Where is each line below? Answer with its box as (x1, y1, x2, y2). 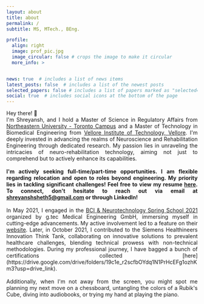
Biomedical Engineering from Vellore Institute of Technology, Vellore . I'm (6, 129, 199, 136)
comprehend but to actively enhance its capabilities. (6, 155, 137, 162)
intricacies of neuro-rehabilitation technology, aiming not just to (6, 149, 198, 156)
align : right (12, 43, 45, 49)
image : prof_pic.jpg (12, 48, 64, 55)
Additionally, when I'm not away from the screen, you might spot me (6, 278, 198, 285)
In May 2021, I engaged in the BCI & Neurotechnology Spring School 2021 (6, 207, 199, 214)
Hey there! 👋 (6, 110, 38, 117)
